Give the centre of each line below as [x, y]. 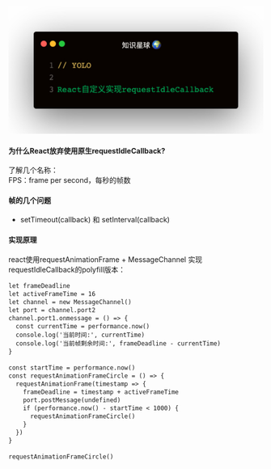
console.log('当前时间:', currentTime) [80, 335]
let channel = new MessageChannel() [70, 302]
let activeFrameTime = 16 [52, 294]
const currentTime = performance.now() [83, 326]
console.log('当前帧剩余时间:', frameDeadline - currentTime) [118, 343]
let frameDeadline [39, 285]
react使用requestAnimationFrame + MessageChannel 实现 [106, 259]
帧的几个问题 [30, 200]
